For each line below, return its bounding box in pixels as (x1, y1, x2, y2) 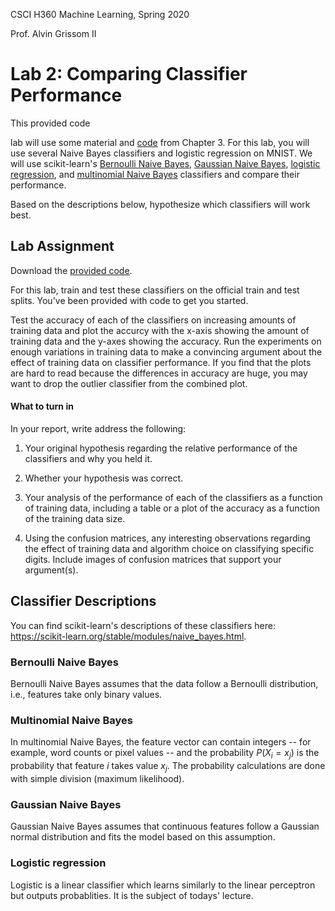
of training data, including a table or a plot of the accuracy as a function (24, 502, 321, 514)
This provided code (10, 117, 91, 129)
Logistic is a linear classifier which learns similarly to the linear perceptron (10, 879, 316, 891)
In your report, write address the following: (10, 422, 187, 434)
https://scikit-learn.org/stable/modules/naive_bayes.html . (10, 630, 247, 642)
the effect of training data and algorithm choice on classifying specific (24, 542, 315, 554)
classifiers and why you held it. (24, 452, 153, 464)
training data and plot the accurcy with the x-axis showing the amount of (10, 324, 310, 336)
